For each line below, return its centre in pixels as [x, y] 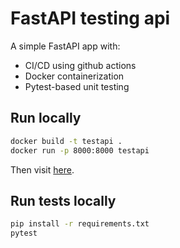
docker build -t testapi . [66, 141]
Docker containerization [74, 76]
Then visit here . [42, 169]
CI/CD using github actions [80, 65]
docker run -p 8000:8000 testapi [80, 150]
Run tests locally [63, 200]
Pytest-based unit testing [77, 86]
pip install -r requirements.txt [80, 224]
